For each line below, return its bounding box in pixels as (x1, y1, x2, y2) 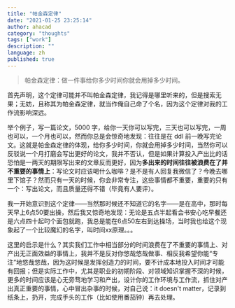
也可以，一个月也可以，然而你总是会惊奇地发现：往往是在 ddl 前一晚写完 (7, 132, 216, 140)
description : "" (7, 43, 55, 50)
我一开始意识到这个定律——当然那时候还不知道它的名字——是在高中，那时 (7, 199, 222, 207)
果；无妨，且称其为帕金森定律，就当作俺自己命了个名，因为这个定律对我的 (7, 99, 222, 108)
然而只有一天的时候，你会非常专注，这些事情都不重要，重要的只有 (37, 176, 228, 184)
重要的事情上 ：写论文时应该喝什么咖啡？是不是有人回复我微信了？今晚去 (13, 167, 222, 175)
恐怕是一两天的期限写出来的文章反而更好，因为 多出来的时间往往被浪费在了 (7, 158, 222, 167)
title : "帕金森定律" (7, 10, 62, 17)
